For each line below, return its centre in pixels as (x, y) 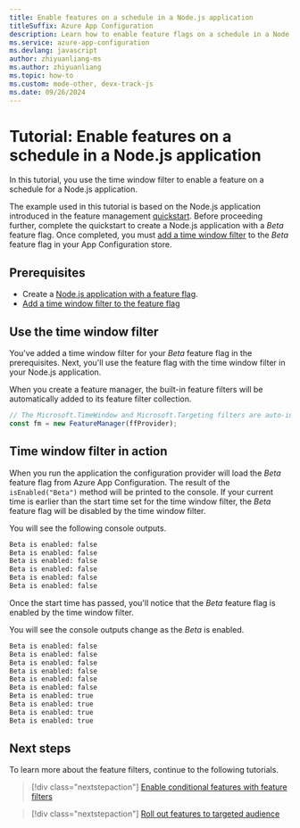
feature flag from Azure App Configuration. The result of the (120, 482)
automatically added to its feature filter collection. (100, 399)
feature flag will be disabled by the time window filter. (108, 510)
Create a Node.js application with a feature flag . (110, 294)
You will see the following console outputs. (88, 528)
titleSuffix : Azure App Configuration (81, 26)
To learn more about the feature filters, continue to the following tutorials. (144, 770)
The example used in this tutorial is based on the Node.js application (135, 207)
